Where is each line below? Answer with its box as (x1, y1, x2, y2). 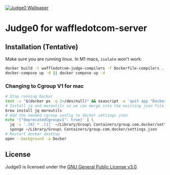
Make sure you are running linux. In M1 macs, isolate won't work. (5, 56, 143, 62)
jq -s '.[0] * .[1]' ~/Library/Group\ (10, 122, 92, 127)
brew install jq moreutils (5, 108, 62, 113)
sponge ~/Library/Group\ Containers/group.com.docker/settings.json (10, 127, 157, 132)
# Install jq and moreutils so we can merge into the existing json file (5, 103, 164, 108)
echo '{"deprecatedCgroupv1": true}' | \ (5, 117, 94, 122)
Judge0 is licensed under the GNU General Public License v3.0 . (5, 163, 138, 169)
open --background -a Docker (5, 136, 67, 141)
